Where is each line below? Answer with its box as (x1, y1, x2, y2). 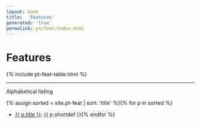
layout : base (6, 8, 39, 15)
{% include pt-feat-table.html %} (6, 71, 87, 78)
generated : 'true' (6, 20, 52, 26)
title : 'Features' (6, 14, 55, 20)
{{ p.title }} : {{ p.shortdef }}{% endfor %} (14, 111, 115, 118)
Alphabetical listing (6, 88, 53, 95)
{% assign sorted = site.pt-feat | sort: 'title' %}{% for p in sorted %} (6, 100, 173, 107)
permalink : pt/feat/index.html (6, 25, 84, 32)
